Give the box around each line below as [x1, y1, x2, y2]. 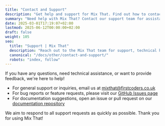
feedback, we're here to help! [5, 76, 65, 82]
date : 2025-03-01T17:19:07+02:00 [5, 21, 74, 26]
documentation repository [12, 101, 65, 106]
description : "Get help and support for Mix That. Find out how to [5, 12, 146, 17]
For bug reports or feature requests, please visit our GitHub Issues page [12, 90, 158, 96]
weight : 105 [5, 35, 29, 40]
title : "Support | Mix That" [9, 43, 69, 48]
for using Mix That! [5, 115, 43, 121]
